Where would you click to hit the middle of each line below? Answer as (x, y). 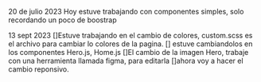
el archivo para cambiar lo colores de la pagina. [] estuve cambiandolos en (130, 44)
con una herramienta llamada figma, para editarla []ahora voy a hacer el (126, 61)
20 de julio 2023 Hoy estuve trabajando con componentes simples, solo (126, 12)
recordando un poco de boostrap (62, 20)
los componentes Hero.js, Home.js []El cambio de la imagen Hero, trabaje (129, 52)
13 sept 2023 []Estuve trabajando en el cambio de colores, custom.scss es (130, 35)
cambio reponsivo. (39, 69)
